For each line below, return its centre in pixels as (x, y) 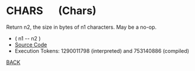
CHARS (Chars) (51, 11)
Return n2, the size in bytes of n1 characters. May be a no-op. (81, 27)
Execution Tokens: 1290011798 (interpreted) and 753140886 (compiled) (102, 50)
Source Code (31, 45)
